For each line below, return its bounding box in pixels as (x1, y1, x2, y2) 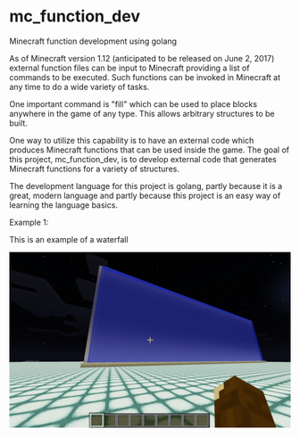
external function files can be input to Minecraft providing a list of (9, 62, 250, 73)
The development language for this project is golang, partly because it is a (9, 180, 283, 191)
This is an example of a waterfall (9, 234, 129, 244)
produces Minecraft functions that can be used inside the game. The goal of (9, 144, 290, 155)
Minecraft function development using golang (9, 36, 177, 46)
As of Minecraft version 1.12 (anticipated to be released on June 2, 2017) (9, 53, 275, 63)
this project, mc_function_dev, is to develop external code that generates (9, 153, 277, 164)
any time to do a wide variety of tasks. (9, 81, 150, 92)
